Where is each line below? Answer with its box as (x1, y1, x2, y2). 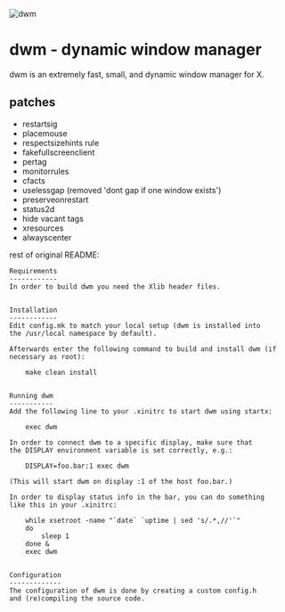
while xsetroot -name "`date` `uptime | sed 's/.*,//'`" (25, 516, 241, 525)
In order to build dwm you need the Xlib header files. (9, 282, 221, 291)
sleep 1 (41, 531, 69, 541)
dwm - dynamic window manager (9, 40, 263, 60)
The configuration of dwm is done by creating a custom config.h (9, 586, 256, 595)
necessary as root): (9, 352, 86, 361)
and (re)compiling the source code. (9, 593, 145, 603)
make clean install (25, 368, 98, 377)
